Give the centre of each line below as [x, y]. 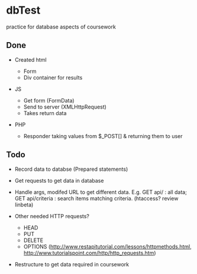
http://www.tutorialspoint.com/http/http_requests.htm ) [90, 253]
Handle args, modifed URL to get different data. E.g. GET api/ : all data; [101, 192]
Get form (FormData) [49, 100]
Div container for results [53, 77]
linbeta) [24, 205]
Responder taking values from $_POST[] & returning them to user [103, 136]
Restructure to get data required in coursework [72, 264]
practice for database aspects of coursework [61, 27]
